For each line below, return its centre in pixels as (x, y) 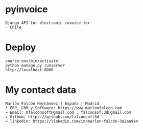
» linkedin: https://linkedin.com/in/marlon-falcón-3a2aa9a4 (72, 121)
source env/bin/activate (32, 61)
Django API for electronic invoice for (48, 23)
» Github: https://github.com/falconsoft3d (52, 117)
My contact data (41, 90)
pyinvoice (27, 9)
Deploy (21, 47)
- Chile (14, 27)
